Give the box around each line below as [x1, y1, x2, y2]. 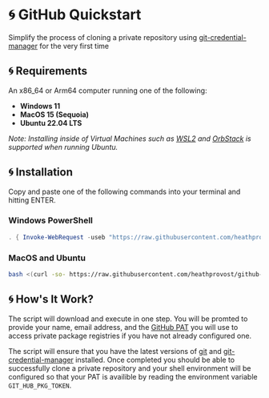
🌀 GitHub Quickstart [8, 6, 142, 24]
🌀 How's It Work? [8, 292, 94, 306]
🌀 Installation [8, 166, 74, 179]
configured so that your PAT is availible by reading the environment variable [8, 372, 258, 381]
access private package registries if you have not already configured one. [8, 331, 252, 340]
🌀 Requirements [8, 64, 88, 78]
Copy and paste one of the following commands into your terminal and [8, 187, 241, 196]
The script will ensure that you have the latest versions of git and [8, 346, 222, 356]
